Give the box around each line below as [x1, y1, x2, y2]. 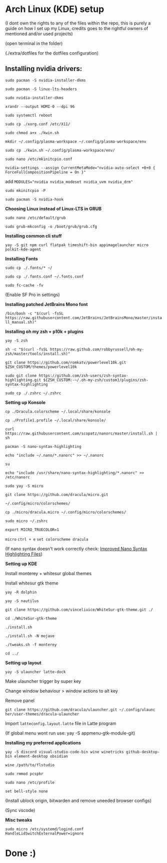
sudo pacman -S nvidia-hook [5, 196, 64, 202]
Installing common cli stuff [5, 232, 62, 238]
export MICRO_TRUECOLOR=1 [5, 527, 59, 532]
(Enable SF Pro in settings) [5, 291, 60, 297]
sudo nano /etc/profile [5, 780, 55, 785]
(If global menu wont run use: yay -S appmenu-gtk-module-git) [5, 730, 135, 736]
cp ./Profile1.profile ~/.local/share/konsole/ [5, 417, 106, 423]
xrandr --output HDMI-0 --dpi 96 [5, 104, 75, 109]
